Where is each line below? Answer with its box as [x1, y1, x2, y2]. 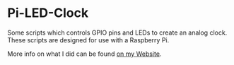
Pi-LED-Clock [7, 5, 89, 21]
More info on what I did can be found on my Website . [7, 49, 162, 58]
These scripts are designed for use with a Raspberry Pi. [7, 35, 170, 44]
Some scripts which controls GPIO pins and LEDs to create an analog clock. [7, 28, 228, 37]
